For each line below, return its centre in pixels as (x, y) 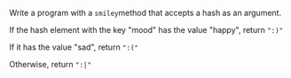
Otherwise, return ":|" (50, 64)
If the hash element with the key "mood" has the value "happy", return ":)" (146, 30)
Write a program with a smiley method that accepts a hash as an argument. (145, 13)
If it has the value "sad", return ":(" (74, 47)
